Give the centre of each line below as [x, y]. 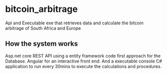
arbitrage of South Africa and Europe [43, 28]
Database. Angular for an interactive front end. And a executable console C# [84, 61]
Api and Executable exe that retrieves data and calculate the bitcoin [74, 23]
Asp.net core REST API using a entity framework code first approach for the [83, 56]
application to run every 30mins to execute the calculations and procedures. [83, 66]
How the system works [42, 44]
